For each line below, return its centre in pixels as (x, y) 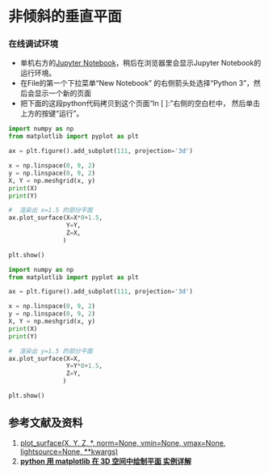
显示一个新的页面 (63, 93)
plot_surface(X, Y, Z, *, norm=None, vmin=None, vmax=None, (123, 442)
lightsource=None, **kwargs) (69, 451)
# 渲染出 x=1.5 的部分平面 (50, 210)
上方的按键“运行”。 (52, 113)
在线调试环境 (34, 44)
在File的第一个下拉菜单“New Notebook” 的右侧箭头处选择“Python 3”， (137, 83)
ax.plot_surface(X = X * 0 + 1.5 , (56, 218)
